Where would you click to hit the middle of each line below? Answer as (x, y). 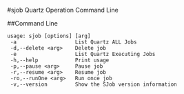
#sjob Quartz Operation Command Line (63, 10)
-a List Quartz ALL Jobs (73, 42)
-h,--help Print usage (60, 60)
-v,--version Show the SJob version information (93, 84)
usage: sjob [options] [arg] (49, 36)
